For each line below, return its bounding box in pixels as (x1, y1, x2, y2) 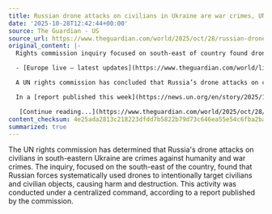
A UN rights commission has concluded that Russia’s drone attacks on (15, 78, 259, 86)
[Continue (19, 107, 53, 115)
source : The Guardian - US (8, 27, 100, 35)
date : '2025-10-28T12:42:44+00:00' (8, 19, 129, 27)
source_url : (8, 34, 49, 43)
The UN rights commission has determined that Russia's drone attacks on (8, 145, 254, 154)
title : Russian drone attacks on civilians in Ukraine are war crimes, (8, 11, 255, 20)
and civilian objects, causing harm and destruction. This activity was (8, 179, 237, 189)
